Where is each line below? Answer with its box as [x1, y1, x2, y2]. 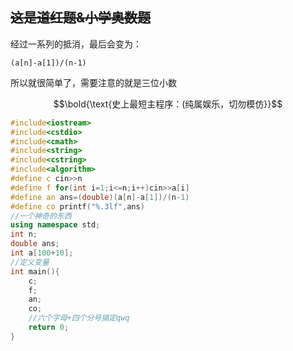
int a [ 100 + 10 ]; [10, 248, 74, 258]
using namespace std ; [10, 220, 101, 230]
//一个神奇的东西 [10, 211, 72, 221]
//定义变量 [10, 257, 50, 267]
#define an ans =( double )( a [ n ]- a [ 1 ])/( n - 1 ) [10, 192, 190, 202]
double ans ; [10, 239, 60, 249]
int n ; [10, 229, 38, 240]
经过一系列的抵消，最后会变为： [10, 38, 142, 50]
